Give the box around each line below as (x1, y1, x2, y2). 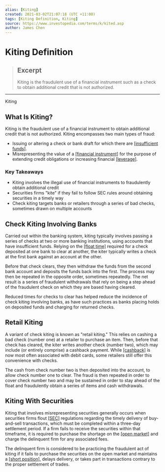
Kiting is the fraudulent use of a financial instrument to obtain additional (5, 126, 150, 132)
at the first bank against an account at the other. (5, 254, 102, 260)
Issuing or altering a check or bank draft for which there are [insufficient (12, 140, 158, 146)
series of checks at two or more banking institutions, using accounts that (5, 238, 153, 244)
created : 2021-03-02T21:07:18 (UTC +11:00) (5, 12, 96, 17)
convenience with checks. (5, 357, 58, 363)
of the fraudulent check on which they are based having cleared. (5, 284, 136, 290)
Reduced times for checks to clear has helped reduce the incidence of (5, 294, 147, 300)
